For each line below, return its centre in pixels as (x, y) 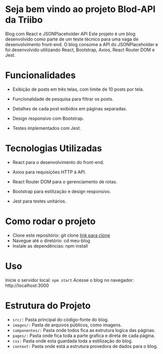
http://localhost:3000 (27, 285)
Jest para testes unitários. (39, 201)
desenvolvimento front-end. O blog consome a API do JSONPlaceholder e (82, 44)
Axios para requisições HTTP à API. (49, 172)
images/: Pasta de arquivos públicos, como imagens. (67, 325)
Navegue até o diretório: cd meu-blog (51, 240)
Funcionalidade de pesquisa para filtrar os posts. (63, 99)
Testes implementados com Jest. (47, 128)
